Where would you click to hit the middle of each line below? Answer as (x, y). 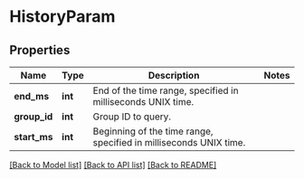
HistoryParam (62, 17)
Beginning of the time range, (153, 131)
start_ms (33, 137)
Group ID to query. (132, 117)
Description (174, 75)
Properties (40, 50)
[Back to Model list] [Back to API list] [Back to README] (113, 165)
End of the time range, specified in (166, 90)
